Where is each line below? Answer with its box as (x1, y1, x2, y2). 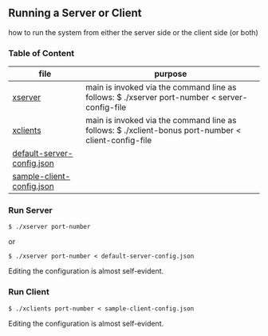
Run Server (8, 205, 53, 216)
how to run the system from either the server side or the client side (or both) (8, 27, 258, 37)
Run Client (8, 286, 49, 298)
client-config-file (85, 135, 152, 146)
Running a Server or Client (8, 6, 142, 20)
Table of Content (8, 47, 75, 58)
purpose (154, 68, 187, 79)
